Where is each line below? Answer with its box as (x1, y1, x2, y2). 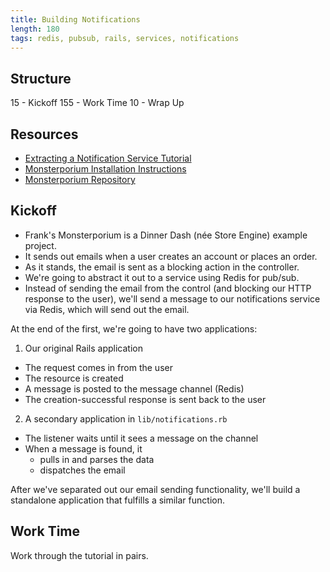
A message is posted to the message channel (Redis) (24, 382, 245, 395)
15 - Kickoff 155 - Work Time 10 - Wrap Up (10, 97, 185, 109)
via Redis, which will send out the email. (24, 303, 190, 315)
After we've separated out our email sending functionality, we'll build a (10, 483, 301, 495)
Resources (10, 126, 79, 143)
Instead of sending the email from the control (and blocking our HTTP (24, 282, 312, 294)
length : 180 (10, 24, 60, 34)
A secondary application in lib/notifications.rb (24, 412, 228, 425)
